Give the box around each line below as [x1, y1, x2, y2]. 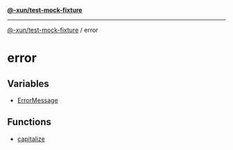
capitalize [17, 135, 45, 143]
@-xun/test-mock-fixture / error [7, 26, 98, 34]
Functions [7, 116, 52, 128]
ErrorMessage [17, 97, 58, 104]
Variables [7, 78, 50, 90]
